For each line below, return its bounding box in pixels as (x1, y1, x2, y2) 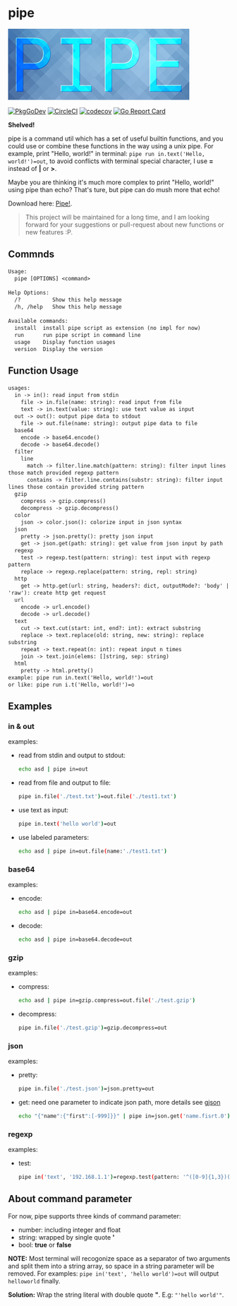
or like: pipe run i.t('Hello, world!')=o (8, 681, 135, 688)
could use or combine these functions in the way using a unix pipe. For (8, 141, 214, 150)
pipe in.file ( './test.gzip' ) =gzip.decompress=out (18, 1024, 168, 1031)
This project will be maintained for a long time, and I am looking (25, 213, 210, 221)
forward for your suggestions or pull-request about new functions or (25, 220, 224, 229)
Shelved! (8, 120, 35, 129)
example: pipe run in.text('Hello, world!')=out (8, 674, 154, 681)
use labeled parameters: (18, 833, 90, 841)
